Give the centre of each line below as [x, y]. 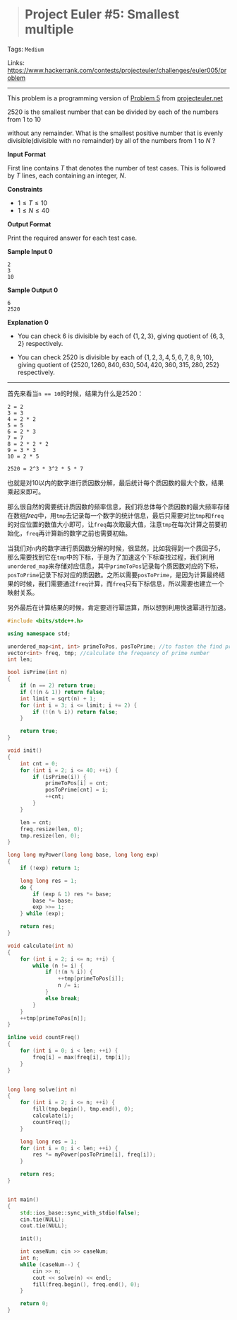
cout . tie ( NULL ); [44, 1226]
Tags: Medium [26, 49]
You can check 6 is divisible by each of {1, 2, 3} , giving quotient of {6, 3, [121, 336]
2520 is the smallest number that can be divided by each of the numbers [113, 112]
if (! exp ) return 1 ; [50, 868]
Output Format [29, 224]
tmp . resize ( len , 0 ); [50, 835]
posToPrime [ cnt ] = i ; [77, 790]
